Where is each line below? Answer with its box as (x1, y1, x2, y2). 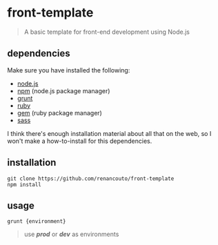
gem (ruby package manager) (17, 108, 102, 117)
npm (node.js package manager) (17, 86, 110, 95)
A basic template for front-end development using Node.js (23, 28, 190, 36)
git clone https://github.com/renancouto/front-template (7, 175, 175, 182)
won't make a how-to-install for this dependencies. (7, 137, 152, 145)
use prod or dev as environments (23, 230, 119, 239)
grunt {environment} (7, 218, 67, 225)
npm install (7, 181, 41, 188)
